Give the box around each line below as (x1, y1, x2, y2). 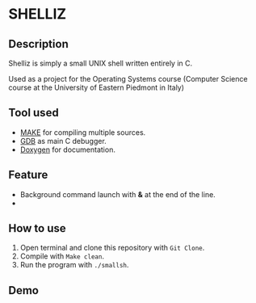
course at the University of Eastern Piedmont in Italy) (8, 82, 184, 92)
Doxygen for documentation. (19, 145, 115, 154)
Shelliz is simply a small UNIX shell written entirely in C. (8, 58, 193, 68)
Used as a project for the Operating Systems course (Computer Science (8, 74, 248, 83)
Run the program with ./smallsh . (19, 260, 129, 270)
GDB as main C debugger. (19, 136, 107, 145)
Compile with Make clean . (19, 251, 105, 261)
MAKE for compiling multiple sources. (19, 127, 146, 137)
